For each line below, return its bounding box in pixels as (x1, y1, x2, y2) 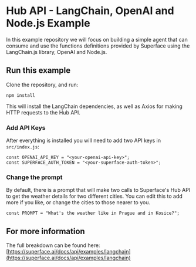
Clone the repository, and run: (6, 81, 79, 88)
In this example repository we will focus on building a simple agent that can (6, 36, 188, 43)
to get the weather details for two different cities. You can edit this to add (6, 192, 183, 200)
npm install (6, 92, 35, 98)
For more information (6, 226, 85, 236)
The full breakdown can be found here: (6, 242, 100, 249)
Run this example (6, 66, 71, 76)
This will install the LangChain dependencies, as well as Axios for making (6, 103, 183, 110)
